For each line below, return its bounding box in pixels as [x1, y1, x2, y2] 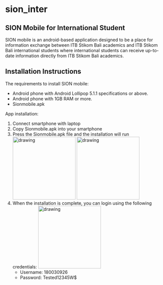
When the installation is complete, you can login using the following [12, 200, 152, 206]
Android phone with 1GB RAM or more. [12, 95, 92, 101]
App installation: [5, 110, 39, 116]
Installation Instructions [5, 67, 82, 76]
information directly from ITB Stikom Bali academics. [15, 53, 124, 59]
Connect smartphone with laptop [12, 120, 81, 126]
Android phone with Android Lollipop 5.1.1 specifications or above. [12, 90, 148, 96]
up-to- [145, 48, 159, 53]
